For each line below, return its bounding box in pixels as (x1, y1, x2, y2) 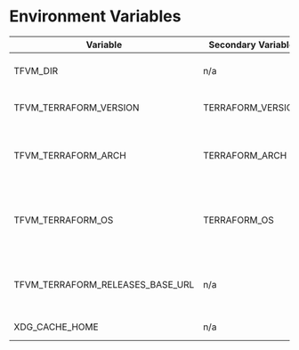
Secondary (208, 38, 256, 51)
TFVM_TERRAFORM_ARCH (13, 149, 126, 161)
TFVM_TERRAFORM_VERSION (13, 101, 140, 113)
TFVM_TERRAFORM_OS (13, 214, 114, 226)
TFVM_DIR (13, 64, 59, 77)
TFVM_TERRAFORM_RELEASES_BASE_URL (13, 278, 195, 290)
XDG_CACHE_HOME (13, 321, 100, 333)
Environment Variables (9, 6, 182, 27)
